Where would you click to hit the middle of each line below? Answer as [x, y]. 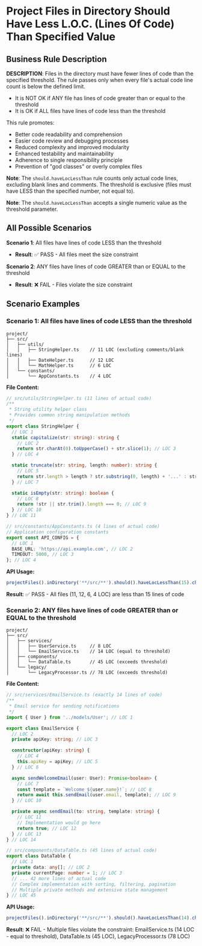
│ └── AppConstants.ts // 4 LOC [59, 376]
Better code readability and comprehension [69, 134]
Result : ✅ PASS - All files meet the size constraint [76, 254]
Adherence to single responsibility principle [69, 160]
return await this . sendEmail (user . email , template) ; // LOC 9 [96, 795]
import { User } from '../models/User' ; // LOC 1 [70, 717]
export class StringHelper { [43, 426]
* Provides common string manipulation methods [69, 415]
